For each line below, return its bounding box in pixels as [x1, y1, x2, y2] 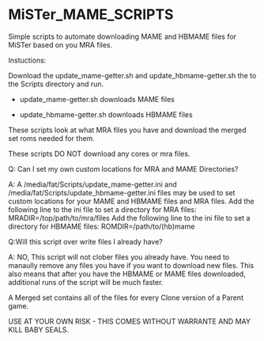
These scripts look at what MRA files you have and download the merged [8, 125, 247, 135]
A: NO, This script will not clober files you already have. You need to [8, 252, 230, 262]
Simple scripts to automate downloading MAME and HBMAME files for [8, 32, 237, 41]
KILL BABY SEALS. [8, 324, 70, 334]
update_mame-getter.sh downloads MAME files [19, 94, 175, 104]
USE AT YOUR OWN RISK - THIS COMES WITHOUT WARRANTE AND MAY [8, 316, 251, 326]
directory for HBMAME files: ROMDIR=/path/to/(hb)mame [8, 222, 195, 231]
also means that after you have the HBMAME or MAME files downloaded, [8, 269, 247, 278]
